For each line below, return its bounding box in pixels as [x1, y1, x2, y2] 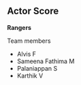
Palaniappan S [16, 64, 58, 72]
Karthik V [16, 71, 44, 80]
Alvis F [16, 50, 36, 58]
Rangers [7, 23, 32, 31]
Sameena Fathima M [16, 57, 75, 65]
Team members [7, 37, 51, 45]
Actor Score [7, 5, 59, 17]
